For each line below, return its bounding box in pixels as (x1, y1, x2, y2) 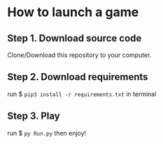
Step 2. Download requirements (7, 71, 148, 83)
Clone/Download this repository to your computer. (7, 51, 152, 59)
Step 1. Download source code (7, 32, 142, 44)
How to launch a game (7, 4, 139, 20)
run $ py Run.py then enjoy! (7, 129, 87, 137)
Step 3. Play (7, 110, 61, 122)
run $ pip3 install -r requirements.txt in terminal (7, 89, 157, 98)
